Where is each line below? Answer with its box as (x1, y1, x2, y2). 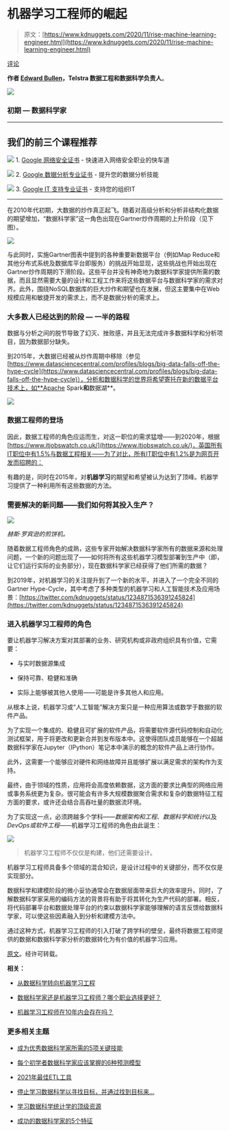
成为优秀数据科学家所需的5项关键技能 (16, 1043, 123, 1052)
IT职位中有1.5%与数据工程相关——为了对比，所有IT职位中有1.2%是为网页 (7, 450, 214, 458)
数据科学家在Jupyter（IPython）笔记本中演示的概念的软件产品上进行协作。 (7, 743, 218, 751)
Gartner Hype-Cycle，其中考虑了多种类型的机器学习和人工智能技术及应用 (7, 584, 214, 593)
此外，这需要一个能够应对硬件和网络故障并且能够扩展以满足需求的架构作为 (7, 758, 217, 766)
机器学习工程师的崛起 (7, 6, 128, 22)
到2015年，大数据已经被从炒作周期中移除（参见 (7, 352, 141, 361)
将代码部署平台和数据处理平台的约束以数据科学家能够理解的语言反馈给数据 (7, 903, 217, 912)
